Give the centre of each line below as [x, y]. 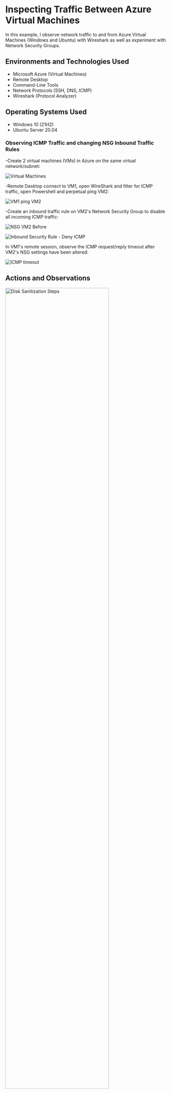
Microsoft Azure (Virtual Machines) [50, 74]
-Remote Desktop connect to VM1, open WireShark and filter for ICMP [79, 186]
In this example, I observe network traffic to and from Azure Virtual [76, 34]
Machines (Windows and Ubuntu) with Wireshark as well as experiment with [86, 40]
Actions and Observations [48, 278]
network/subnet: [23, 166]
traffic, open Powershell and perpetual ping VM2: [57, 191]
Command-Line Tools [36, 85]
